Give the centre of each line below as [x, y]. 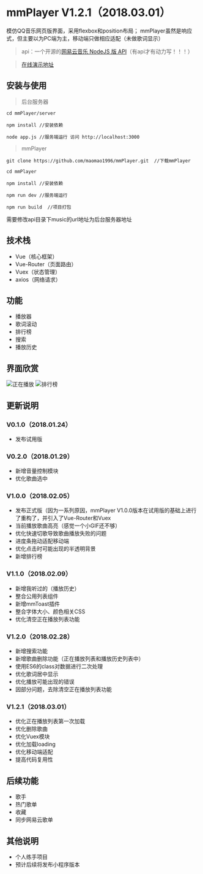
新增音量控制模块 [37, 471]
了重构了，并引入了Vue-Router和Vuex [63, 518]
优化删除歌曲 [31, 729]
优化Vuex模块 [32, 737]
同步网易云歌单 [34, 820]
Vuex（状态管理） [38, 272]
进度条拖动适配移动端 [42, 541]
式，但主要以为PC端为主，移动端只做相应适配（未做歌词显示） [85, 38]
